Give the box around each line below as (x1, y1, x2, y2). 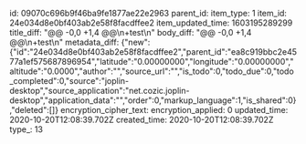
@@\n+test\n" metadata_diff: (9, 36, 120, 47)
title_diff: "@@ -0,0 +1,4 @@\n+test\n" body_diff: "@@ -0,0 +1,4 (9, 27, 252, 37)
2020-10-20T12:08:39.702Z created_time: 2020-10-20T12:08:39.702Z (9, 114, 274, 125)
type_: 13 (9, 124, 44, 135)
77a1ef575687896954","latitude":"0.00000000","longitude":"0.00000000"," (9, 57, 294, 67)
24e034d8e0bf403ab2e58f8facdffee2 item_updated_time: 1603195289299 (9, 17, 293, 28)
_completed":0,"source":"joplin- (9, 76, 130, 86)
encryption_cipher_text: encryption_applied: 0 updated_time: (60, 105, 289, 115)
